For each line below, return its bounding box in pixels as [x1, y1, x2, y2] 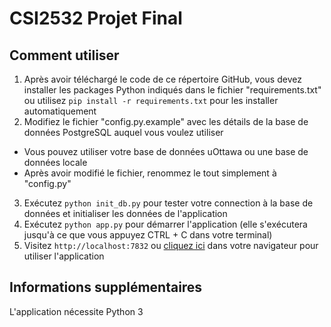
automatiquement [23, 105, 97, 117]
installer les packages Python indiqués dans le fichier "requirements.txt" [23, 84, 322, 96]
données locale [23, 157, 88, 168]
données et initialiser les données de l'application [23, 208, 228, 219]
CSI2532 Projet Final [9, 7, 183, 30]
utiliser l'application [23, 250, 105, 262]
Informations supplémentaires [9, 279, 203, 296]
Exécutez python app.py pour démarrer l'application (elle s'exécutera [23, 218, 308, 230]
